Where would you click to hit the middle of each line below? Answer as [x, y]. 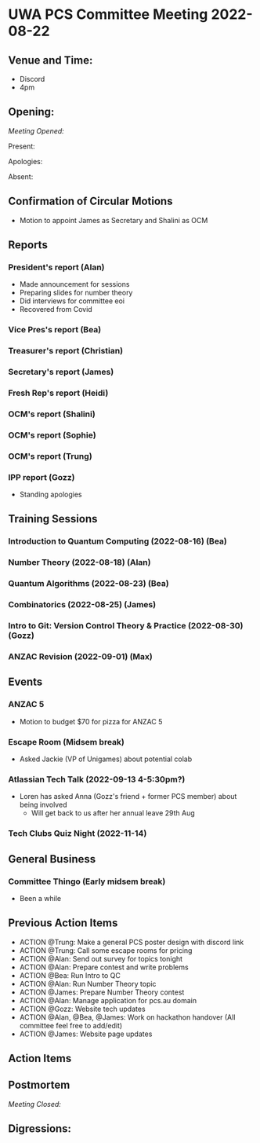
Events [25, 682]
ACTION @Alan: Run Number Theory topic [88, 984]
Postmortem [39, 1085]
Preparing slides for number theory [76, 293]
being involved [43, 805]
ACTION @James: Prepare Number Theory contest [102, 992]
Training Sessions [53, 519]
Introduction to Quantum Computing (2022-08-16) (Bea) [117, 541]
